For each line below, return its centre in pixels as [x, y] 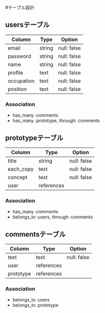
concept [18, 177]
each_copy [21, 169]
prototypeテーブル [34, 138]
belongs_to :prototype [36, 305]
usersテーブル [28, 25]
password [19, 56]
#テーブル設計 [20, 7]
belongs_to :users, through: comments [52, 217]
